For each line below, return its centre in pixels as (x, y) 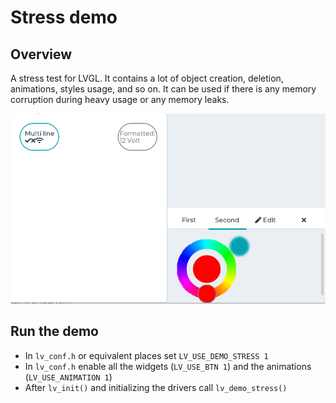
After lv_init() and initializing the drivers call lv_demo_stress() (156, 387)
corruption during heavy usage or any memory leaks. (120, 99)
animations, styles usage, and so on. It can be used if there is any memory (163, 89)
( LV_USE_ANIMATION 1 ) (68, 377)
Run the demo (55, 331)
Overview (41, 54)
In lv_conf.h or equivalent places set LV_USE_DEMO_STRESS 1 (146, 355)
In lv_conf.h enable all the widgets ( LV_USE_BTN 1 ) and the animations (168, 366)
